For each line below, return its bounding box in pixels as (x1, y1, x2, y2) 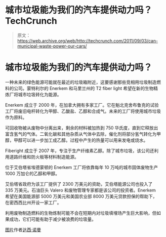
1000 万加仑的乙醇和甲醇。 (5, 170, 60, 176)
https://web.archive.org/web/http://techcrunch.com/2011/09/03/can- (17, 38, 158, 43)
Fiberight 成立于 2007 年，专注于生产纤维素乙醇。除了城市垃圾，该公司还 (5, 148, 155, 154)
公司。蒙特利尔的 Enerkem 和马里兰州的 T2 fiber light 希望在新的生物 (13, 85, 154, 91)
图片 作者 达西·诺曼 (5, 227, 41, 233)
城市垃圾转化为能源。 (18, 91, 62, 97)
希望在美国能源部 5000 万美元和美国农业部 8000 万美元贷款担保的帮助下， (5, 193, 157, 199)
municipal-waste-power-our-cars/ (17, 43, 87, 49)
